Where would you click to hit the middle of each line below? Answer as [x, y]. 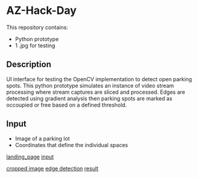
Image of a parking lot [42, 138]
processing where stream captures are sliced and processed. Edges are [96, 92]
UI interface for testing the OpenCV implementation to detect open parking [99, 79]
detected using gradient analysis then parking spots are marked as [89, 98]
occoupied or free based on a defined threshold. [67, 105]
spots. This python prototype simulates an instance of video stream [90, 85]
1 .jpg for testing [35, 45]
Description [29, 64]
